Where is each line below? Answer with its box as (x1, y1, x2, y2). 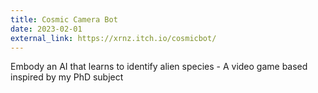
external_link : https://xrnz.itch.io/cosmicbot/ (10, 33, 217, 43)
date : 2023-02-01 (10, 24, 83, 34)
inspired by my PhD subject (10, 71, 124, 83)
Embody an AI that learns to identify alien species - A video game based (10, 61, 308, 73)
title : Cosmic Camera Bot (10, 14, 118, 25)
